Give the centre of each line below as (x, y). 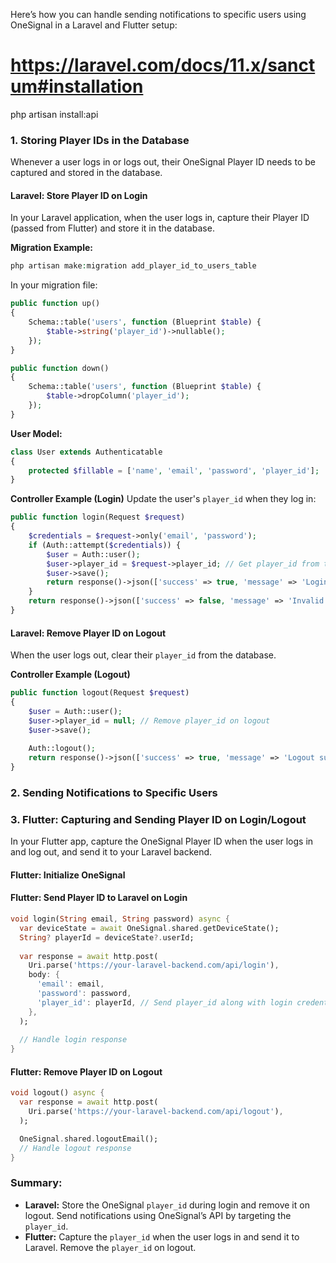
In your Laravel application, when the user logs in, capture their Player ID (160, 218)
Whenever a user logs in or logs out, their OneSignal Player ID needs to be (163, 162)
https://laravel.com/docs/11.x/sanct (163, 65)
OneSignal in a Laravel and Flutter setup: (94, 25)
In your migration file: (54, 285)
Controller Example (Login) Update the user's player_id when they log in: (163, 499)
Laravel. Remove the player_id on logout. (110, 1247)
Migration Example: (51, 248)
